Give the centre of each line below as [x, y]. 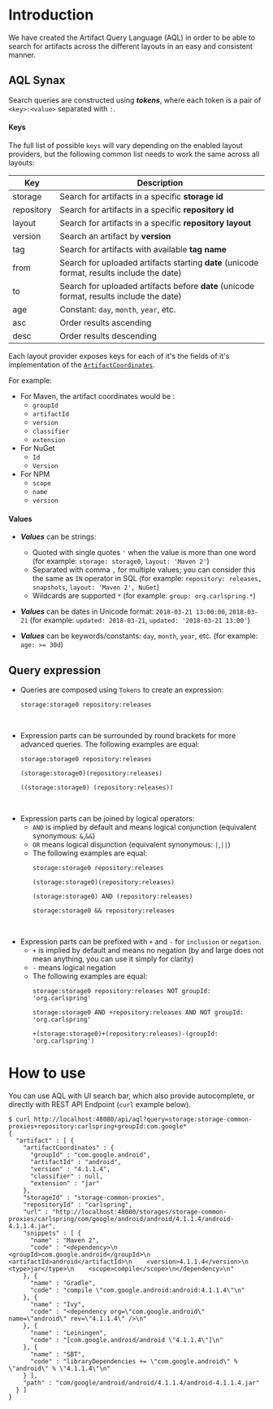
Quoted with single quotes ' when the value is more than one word [144, 553]
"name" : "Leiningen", [68, 1332]
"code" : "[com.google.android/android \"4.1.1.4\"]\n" [126, 1340]
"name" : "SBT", [57, 1354]
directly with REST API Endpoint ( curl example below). [100, 1104]
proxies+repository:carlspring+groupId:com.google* [97, 1126]
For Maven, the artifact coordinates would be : [97, 396]
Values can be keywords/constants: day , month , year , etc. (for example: [139, 636]
